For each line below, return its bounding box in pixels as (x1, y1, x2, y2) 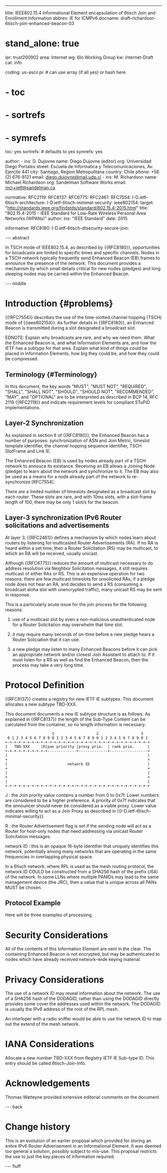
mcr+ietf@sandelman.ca (5, 185, 56, 191)
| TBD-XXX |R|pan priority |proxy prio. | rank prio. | (5, 744, 150, 749)
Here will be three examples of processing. (5, 912, 93, 918)
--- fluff (5, 1163, 21, 1170)
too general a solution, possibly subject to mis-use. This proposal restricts (5, 1148, 157, 1155)
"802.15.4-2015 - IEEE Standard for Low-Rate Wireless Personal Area (5, 210, 147, 216)
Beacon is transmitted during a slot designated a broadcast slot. (5, 325, 136, 331)
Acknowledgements (5, 1078, 90, 1089)
